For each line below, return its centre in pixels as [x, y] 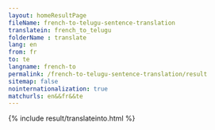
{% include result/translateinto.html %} [72, 118]
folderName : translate [48, 37]
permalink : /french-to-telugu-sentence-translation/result [108, 74]
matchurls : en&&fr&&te [46, 96]
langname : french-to [42, 67]
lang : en [23, 45]
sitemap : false [33, 81]
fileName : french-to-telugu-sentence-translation [92, 23]
